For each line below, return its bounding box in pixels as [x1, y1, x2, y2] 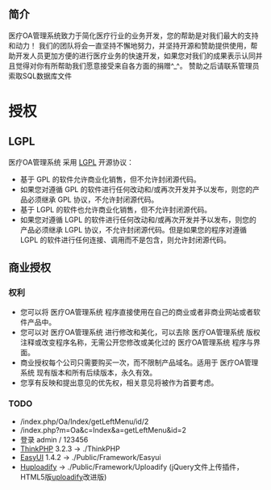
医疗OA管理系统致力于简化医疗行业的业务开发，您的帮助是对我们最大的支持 [8, 31, 259, 40]
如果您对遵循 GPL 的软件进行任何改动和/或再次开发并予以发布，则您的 [19, 184, 253, 194]
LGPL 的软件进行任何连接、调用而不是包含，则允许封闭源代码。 [19, 235, 231, 245]
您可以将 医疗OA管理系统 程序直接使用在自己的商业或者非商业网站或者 [19, 307, 254, 316]
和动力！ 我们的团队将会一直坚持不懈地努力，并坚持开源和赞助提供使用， [8, 40, 251, 50]
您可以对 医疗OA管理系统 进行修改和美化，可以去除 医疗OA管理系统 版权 [19, 327, 261, 337]
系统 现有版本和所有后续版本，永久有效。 [19, 367, 157, 377]
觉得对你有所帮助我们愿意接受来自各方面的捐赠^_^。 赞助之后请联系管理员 [15, 61, 260, 70]
